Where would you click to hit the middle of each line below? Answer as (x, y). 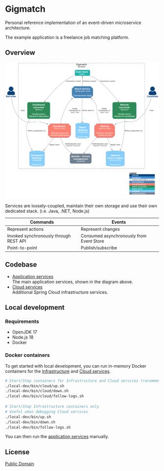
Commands (42, 222)
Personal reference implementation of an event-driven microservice (73, 23)
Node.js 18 (23, 337)
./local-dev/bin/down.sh (30, 422)
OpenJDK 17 (25, 332)
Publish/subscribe (99, 248)
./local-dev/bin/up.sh (28, 417)
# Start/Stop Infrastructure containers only (52, 407)
